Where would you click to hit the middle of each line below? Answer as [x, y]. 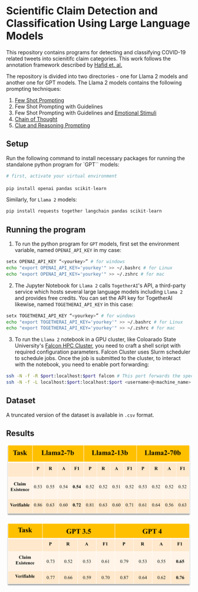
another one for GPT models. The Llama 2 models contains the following [94, 82]
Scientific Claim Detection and [82, 11]
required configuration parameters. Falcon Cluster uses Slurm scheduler [102, 352]
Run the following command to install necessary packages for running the [96, 158]
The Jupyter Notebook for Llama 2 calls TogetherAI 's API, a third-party [100, 285]
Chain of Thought [36, 119]
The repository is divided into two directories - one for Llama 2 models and [97, 76]
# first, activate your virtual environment [62, 176]
